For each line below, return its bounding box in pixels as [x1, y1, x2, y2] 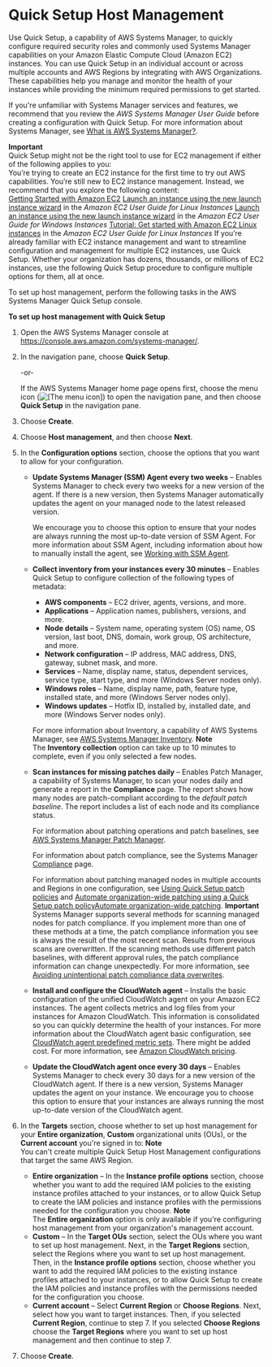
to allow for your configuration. [19, 456, 124, 466]
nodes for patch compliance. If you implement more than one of [32, 917, 246, 928]
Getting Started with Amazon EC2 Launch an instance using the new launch [8, 194, 261, 203]
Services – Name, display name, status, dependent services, [44, 666, 248, 676]
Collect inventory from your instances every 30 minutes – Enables [32, 564, 260, 574]
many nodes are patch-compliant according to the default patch [32, 793, 248, 803]
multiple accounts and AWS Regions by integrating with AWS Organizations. [8, 67, 262, 76]
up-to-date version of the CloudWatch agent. [32, 1104, 183, 1115]
